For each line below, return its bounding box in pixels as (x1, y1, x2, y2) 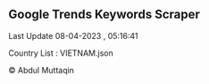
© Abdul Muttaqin (8, 65, 75, 75)
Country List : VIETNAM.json (8, 48, 113, 58)
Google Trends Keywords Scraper (8, 7, 200, 22)
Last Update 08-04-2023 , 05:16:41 (8, 30, 138, 41)
